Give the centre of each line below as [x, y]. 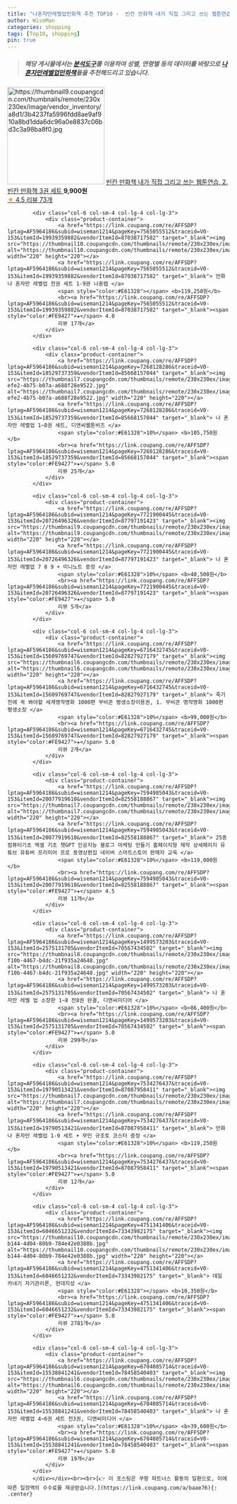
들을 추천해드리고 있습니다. [113, 72]
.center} [20, 1494]
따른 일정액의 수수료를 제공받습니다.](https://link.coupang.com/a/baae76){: [112, 1488]
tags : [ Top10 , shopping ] [44, 34]
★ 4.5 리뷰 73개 [30, 200]
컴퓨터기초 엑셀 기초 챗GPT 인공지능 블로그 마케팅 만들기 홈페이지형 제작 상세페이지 [112, 845]
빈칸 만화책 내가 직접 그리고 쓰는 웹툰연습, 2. [166, 182]
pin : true [22, 40]
